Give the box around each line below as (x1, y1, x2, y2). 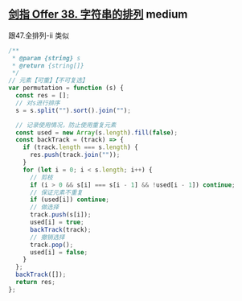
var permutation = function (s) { (8, 84, 125, 93)
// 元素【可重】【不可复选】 (8, 76, 88, 85)
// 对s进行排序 (15, 99, 60, 107)
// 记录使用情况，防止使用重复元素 (15, 121, 117, 129)
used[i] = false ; (29, 248, 88, 256)
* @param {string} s (11, 54, 81, 62)
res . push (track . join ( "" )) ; (29, 151, 121, 159)
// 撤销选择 (29, 233, 65, 241)
